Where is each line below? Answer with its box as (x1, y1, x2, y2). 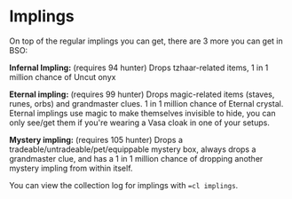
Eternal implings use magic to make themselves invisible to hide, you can (9, 107, 276, 118)
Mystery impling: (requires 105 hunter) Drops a (9, 134, 184, 145)
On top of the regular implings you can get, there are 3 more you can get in (9, 36, 284, 46)
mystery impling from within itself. (9, 163, 133, 173)
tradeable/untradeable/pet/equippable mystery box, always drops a (9, 144, 256, 155)
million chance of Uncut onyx (9, 71, 116, 82)
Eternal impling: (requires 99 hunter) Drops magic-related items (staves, (9, 89, 275, 99)
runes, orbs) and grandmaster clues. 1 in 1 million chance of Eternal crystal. (9, 98, 284, 108)
